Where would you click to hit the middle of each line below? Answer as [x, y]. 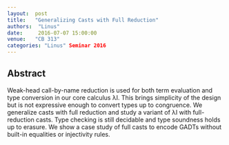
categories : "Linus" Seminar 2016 [57, 46]
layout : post [28, 13]
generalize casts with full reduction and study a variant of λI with [99, 112]
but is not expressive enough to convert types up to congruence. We [105, 105]
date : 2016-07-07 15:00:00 [52, 33]
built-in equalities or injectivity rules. [59, 134]
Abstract [27, 74]
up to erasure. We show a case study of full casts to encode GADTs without [114, 127]
